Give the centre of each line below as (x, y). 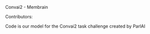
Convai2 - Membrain (27, 7)
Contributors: (19, 17)
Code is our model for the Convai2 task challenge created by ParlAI (75, 26)
